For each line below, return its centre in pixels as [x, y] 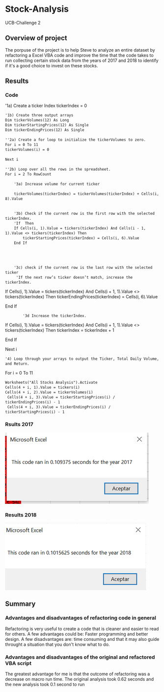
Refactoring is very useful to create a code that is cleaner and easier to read [82, 629]
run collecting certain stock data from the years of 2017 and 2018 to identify [82, 60]
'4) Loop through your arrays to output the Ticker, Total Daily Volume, [82, 359]
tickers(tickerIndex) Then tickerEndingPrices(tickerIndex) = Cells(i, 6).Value [82, 297]
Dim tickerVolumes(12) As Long [37, 120]
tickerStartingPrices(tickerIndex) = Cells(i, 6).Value [81, 238]
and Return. [17, 364]
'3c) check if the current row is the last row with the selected [83, 268]
